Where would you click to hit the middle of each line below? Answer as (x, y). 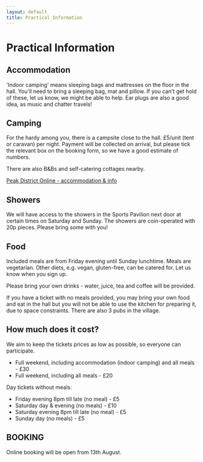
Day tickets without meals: (39, 387)
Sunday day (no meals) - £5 (50, 418)
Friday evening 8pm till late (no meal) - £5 (67, 399)
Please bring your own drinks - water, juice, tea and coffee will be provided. (101, 286)
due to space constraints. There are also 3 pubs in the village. (83, 310)
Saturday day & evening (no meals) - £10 (66, 405)
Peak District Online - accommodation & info (62, 181)
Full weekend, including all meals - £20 (64, 375)
